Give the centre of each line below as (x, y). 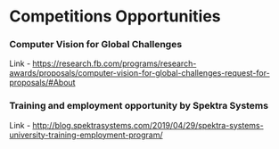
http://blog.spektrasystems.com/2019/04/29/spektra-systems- (148, 125)
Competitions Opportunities (115, 17)
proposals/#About (42, 83)
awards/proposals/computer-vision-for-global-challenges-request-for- (139, 73)
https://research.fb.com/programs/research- (115, 63)
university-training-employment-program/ (86, 135)
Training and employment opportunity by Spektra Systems (139, 106)
